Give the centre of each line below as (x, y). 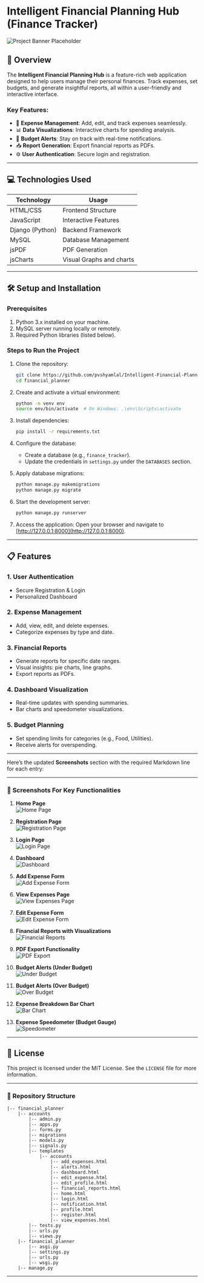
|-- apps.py (44, 1125)
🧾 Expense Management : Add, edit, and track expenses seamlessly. (101, 123)
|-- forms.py (45, 1130)
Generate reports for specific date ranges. (68, 661)
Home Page (31, 803)
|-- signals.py (48, 1146)
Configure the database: (46, 443)
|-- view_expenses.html (80, 1220)
